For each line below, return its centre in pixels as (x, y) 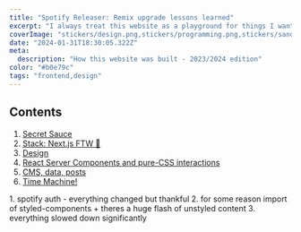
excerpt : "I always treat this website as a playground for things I (142, 26)
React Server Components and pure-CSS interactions (121, 162)
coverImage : (31, 34)
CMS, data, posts (54, 172)
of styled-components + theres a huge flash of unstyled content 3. (132, 208)
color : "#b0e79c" (42, 68)
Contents (36, 112)
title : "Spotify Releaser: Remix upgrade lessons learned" (122, 17)
